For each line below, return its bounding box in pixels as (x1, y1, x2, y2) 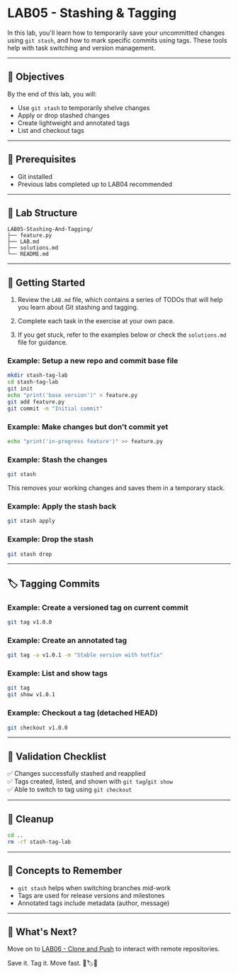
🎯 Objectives (7, 71, 65, 83)
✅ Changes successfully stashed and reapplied (7, 769, 146, 778)
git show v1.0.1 (7, 691, 55, 698)
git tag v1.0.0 (7, 619, 52, 626)
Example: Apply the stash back (7, 502, 117, 511)
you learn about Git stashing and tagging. (17, 303, 139, 312)
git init (7, 385, 33, 392)
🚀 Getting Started (7, 276, 86, 288)
